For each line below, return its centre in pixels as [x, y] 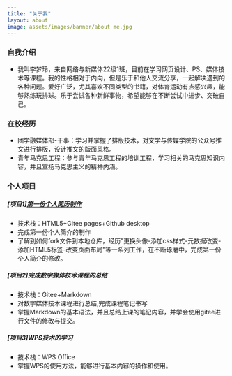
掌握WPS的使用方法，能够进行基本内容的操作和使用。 [94, 366]
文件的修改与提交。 [51, 320]
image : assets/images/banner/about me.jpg [70, 27]
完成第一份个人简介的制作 [54, 232]
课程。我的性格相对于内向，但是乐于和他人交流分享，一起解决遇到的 [127, 78]
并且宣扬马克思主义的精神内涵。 [76, 166]
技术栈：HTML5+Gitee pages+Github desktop [83, 223]
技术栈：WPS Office [46, 356]
